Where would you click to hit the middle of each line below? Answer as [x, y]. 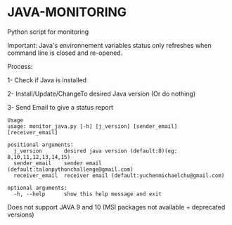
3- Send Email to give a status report [60, 107]
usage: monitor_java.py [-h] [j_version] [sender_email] [92, 126]
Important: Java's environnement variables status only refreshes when [110, 45]
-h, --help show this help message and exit [88, 194]
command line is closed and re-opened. [65, 53]
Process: [20, 66]
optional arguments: [38, 188]
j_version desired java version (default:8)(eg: [96, 151]
